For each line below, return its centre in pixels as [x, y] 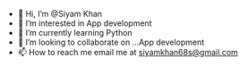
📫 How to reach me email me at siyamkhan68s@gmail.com [128, 52]
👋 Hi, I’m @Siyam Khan [60, 14]
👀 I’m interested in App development [85, 23]
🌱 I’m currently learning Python [75, 33]
